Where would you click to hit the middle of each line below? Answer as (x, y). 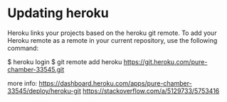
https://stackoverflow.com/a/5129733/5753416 (151, 91)
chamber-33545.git (36, 69)
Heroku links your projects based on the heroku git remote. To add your (112, 33)
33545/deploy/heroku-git (44, 91)
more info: (22, 83)
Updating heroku (58, 13)
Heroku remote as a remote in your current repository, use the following (112, 40)
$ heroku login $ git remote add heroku (65, 61)
